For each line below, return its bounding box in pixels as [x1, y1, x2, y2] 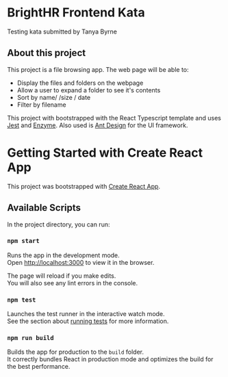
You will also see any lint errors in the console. [7, 278, 138, 287]
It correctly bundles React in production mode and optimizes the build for [7, 355, 214, 363]
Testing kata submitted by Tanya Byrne [7, 27, 118, 36]
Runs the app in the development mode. [7, 251, 120, 259]
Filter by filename [16, 101, 66, 109]
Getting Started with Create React [7, 145, 203, 160]
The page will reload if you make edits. [7, 272, 116, 280]
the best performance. [7, 363, 71, 371]
